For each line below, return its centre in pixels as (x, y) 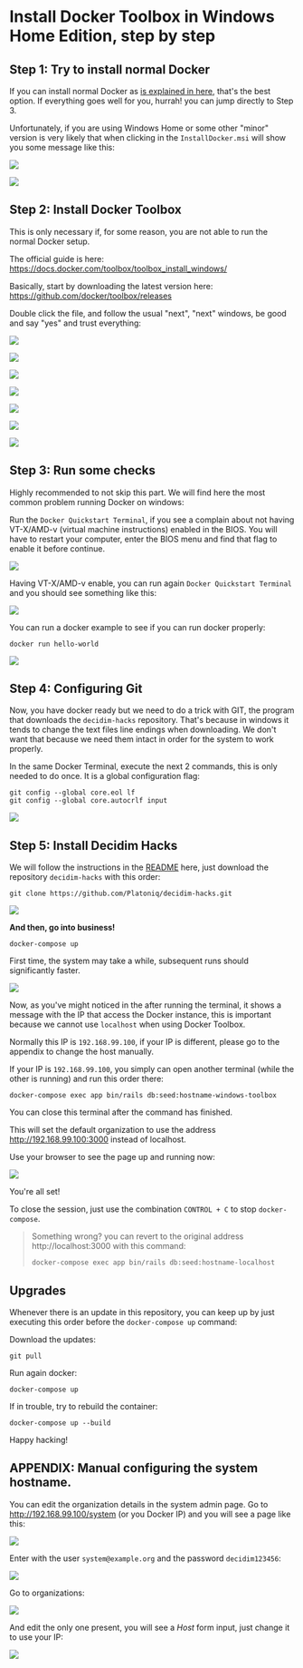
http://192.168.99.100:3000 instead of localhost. (98, 1139)
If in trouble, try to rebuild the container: (84, 1407)
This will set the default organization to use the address (113, 1130)
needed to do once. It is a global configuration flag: (105, 776)
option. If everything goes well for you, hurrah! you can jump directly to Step (151, 101)
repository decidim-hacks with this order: (85, 877)
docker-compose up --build (60, 1423)
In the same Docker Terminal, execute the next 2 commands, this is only (143, 766)
